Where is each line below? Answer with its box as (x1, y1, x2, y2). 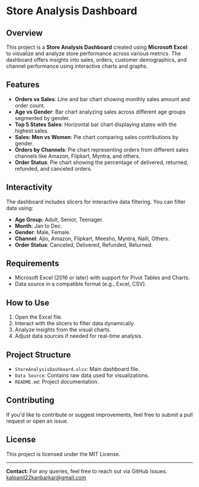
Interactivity (6, 183, 53, 193)
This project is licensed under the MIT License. (6, 450, 121, 457)
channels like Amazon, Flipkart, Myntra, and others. (14, 152, 141, 159)
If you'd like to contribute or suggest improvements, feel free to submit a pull (6, 411, 193, 418)
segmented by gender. (14, 114, 70, 121)
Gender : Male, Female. (14, 228, 71, 235)
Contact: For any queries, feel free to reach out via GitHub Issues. (6, 467, 168, 475)
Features (6, 80, 40, 90)
